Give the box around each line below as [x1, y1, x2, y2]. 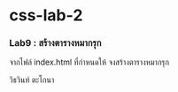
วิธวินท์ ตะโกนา [9, 74, 55, 85]
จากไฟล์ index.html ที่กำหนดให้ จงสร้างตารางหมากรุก [9, 57, 170, 67]
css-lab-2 [9, 5, 83, 26]
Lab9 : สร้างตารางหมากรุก [9, 37, 102, 50]
